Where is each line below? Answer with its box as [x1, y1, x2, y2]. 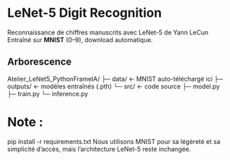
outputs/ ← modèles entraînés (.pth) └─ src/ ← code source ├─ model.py [7, 82, 220, 91]
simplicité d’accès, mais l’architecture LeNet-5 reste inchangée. [7, 145, 191, 153]
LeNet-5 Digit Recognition [7, 5, 162, 21]
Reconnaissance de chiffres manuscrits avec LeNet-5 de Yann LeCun [7, 28, 209, 36]
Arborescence [7, 56, 72, 68]
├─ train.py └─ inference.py [7, 89, 89, 98]
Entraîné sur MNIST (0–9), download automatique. [7, 35, 153, 44]
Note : [7, 114, 44, 130]
